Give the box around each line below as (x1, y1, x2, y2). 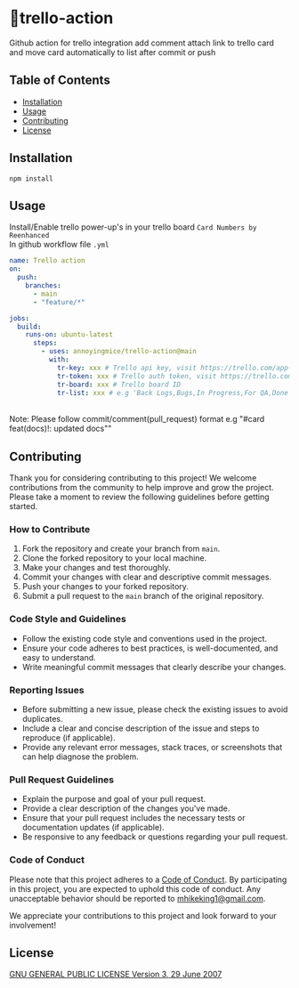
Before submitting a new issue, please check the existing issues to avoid (21, 704, 288, 715)
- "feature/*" (32, 297, 86, 306)
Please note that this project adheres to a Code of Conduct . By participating (9, 874, 287, 885)
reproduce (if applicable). (21, 733, 116, 743)
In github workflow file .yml (9, 239, 109, 250)
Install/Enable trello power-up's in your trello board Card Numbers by (9, 222, 257, 232)
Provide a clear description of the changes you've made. (21, 803, 230, 814)
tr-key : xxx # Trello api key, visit (56, 363, 198, 372)
